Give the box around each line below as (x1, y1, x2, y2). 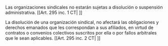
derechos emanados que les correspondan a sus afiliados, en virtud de (5, 24, 154, 30)
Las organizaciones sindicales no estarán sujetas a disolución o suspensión (5, 4, 163, 10)
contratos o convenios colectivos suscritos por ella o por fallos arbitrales (5, 30, 157, 35)
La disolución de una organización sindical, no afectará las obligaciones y (5, 19, 159, 25)
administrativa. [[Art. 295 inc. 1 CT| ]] (5, 9, 82, 15)
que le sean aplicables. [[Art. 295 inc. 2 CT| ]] (5, 35, 101, 41)
